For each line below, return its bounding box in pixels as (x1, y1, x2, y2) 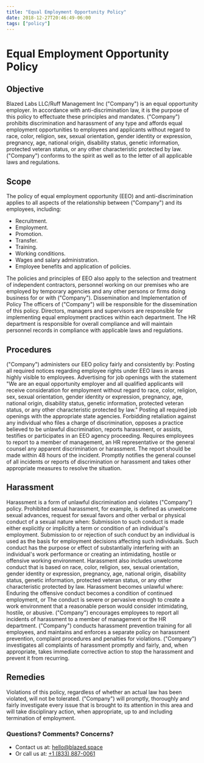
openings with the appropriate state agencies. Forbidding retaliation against (6, 413, 196, 419)
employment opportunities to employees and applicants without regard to (6, 126, 191, 133)
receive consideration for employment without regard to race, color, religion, (6, 386, 198, 394)
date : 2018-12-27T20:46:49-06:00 (6, 15, 91, 21)
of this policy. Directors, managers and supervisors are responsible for (6, 307, 183, 315)
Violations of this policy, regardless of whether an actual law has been (6, 688, 182, 696)
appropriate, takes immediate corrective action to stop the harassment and (6, 647, 194, 655)
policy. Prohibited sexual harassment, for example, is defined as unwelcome (6, 505, 197, 512)
